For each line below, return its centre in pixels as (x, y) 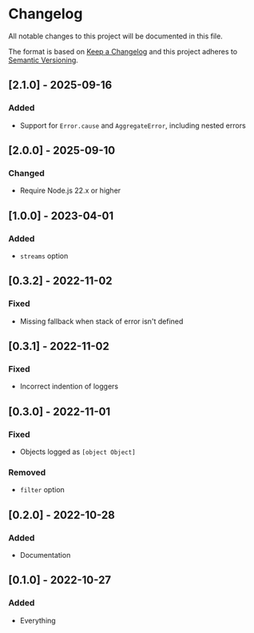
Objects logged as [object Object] (77, 452)
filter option (42, 490)
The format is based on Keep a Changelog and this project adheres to (123, 51)
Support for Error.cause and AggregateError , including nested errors (133, 125)
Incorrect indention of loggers (69, 386)
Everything (38, 620)
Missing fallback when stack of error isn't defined (101, 321)
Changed (27, 173)
